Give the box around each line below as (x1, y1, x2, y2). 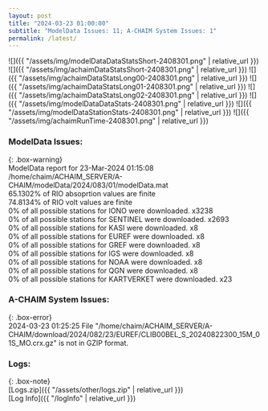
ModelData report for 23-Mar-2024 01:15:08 (8, 162, 154, 173)
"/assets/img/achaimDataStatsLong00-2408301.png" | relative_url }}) (18, 73, 249, 83)
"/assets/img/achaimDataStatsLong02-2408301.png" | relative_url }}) (18, 90, 248, 101)
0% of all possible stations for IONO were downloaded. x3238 (8, 206, 213, 216)
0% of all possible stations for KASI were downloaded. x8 (8, 223, 199, 232)
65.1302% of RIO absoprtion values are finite (8, 188, 156, 198)
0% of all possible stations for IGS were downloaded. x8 (8, 249, 194, 258)
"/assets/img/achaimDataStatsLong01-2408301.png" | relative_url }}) (18, 82, 246, 92)
